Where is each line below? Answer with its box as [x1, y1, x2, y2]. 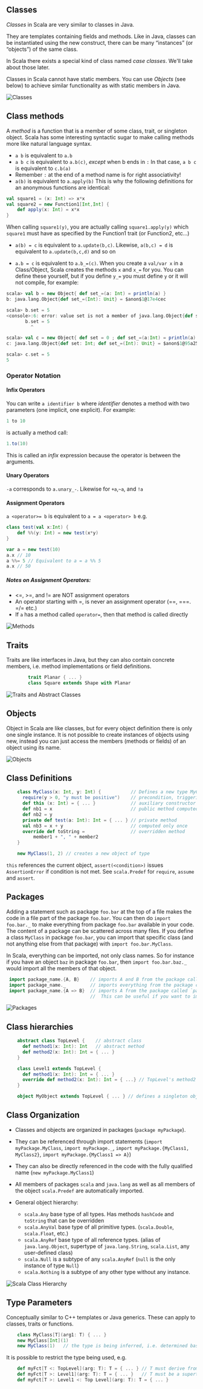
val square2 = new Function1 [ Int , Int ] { [6, 201, 110, 208]
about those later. [6, 64, 50, 71]
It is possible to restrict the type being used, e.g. [6, 1354, 127, 1361]
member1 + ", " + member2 [33, 834, 98, 840]
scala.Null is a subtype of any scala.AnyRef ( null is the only [24, 1255, 176, 1263]
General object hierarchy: [14, 1198, 79, 1206]
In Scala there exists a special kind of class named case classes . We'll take [6, 57, 193, 64]
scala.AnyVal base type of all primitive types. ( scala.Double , [24, 1223, 174, 1230]
